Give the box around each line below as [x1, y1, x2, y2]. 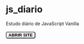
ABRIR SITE [8, 32, 33, 38]
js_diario [6, 4, 43, 15]
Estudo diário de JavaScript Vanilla [6, 20, 79, 27]
